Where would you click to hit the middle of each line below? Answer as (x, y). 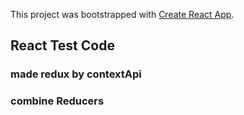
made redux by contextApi (76, 74)
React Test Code (62, 45)
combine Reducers (57, 101)
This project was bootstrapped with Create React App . (122, 14)
